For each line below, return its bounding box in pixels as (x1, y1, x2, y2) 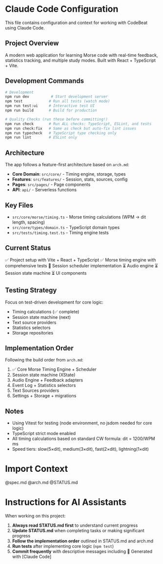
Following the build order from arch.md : (5, 357, 84, 363)
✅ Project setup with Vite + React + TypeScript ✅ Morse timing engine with (5, 256, 156, 263)
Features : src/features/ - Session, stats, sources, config (12, 177, 128, 182)
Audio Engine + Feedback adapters (12, 377, 83, 383)
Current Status (5, 244, 51, 252)
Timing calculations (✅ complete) (12, 308, 80, 314)
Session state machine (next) (12, 314, 71, 320)
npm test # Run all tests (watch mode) (5, 99, 110, 104)
